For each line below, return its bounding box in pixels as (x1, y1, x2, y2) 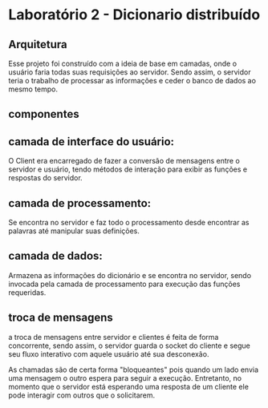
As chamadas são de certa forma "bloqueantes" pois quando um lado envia (8, 365, 259, 374)
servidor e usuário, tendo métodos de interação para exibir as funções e (8, 164, 247, 174)
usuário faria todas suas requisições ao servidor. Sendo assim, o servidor (8, 67, 251, 77)
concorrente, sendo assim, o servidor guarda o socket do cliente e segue (8, 341, 251, 350)
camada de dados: (8, 249, 103, 263)
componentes (8, 107, 79, 121)
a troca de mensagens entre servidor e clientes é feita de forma (8, 332, 219, 341)
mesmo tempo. (8, 84, 59, 94)
